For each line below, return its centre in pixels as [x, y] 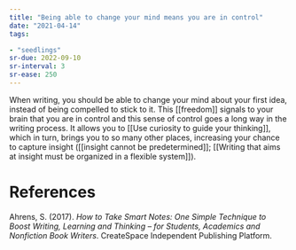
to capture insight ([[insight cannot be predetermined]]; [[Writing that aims [145, 146]
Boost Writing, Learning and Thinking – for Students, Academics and [135, 226]
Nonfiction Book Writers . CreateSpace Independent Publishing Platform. [141, 235]
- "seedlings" [35, 50]
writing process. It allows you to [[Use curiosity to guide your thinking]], [140, 128]
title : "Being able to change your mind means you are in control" [136, 17]
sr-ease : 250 [33, 75]
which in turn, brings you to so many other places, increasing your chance [145, 137]
